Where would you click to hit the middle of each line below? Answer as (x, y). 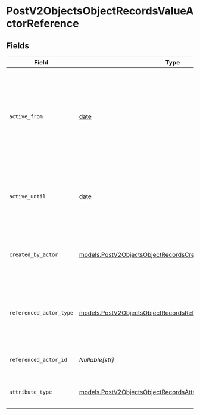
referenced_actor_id (38, 360)
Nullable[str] (97, 360)
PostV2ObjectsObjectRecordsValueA (100, 11)
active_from (26, 117)
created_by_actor (34, 255)
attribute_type (31, 392)
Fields (18, 46)
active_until (28, 196)
